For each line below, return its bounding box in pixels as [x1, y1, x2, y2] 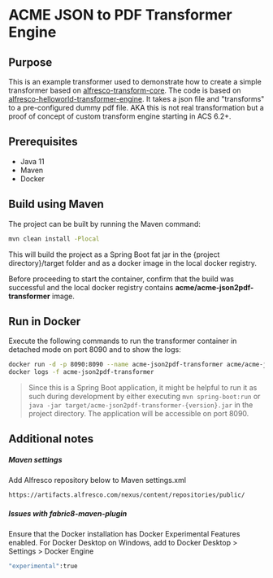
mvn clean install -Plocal [8, 234, 100, 243]
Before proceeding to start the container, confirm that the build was [8, 274, 234, 284]
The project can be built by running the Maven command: [8, 219, 201, 228]
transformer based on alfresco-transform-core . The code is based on [8, 85, 241, 95]
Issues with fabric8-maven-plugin [8, 508, 128, 518]
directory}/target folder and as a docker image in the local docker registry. [8, 258, 258, 267]
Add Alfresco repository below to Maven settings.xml [8, 476, 187, 485]
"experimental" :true [8, 563, 79, 571]
